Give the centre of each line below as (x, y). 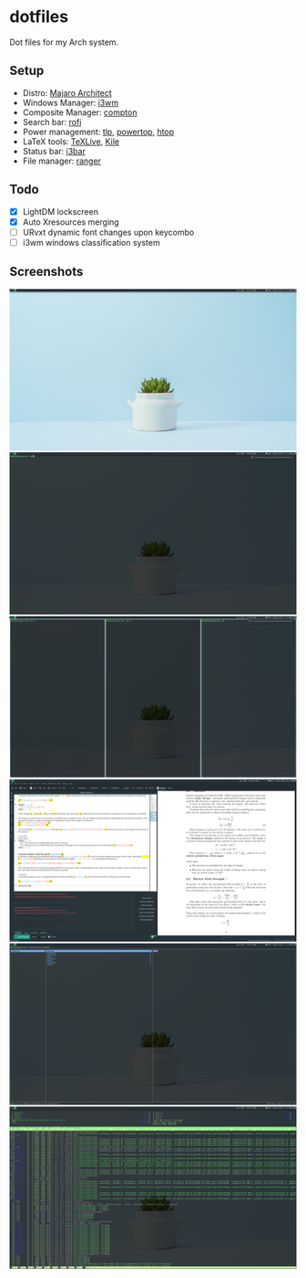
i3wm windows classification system (92, 242)
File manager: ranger (62, 161)
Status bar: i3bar (54, 151)
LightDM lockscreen (60, 211)
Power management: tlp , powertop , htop (98, 132)
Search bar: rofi (52, 121)
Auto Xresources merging (71, 222)
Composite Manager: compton (80, 112)
